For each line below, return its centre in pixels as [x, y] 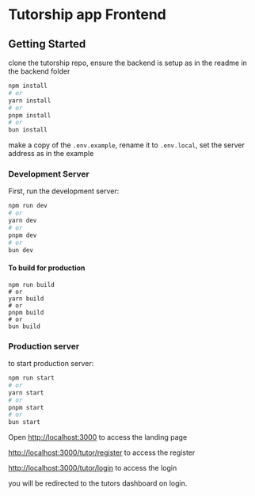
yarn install [30, 101]
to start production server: [51, 364]
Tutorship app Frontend [87, 15]
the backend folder [39, 71]
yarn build [26, 299]
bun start [25, 422]
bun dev [21, 250]
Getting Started [47, 44]
